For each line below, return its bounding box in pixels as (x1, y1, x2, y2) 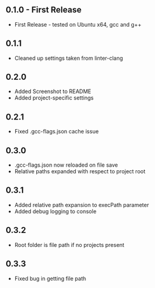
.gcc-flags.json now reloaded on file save (14, 161, 119, 168)
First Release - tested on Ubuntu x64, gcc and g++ (14, 21, 142, 28)
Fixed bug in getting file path (14, 275, 87, 282)
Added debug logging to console (14, 208, 97, 215)
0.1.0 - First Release (5, 5, 82, 15)
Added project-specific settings (14, 94, 94, 101)
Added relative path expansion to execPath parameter (14, 201, 150, 208)
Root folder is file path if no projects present (14, 241, 125, 248)
